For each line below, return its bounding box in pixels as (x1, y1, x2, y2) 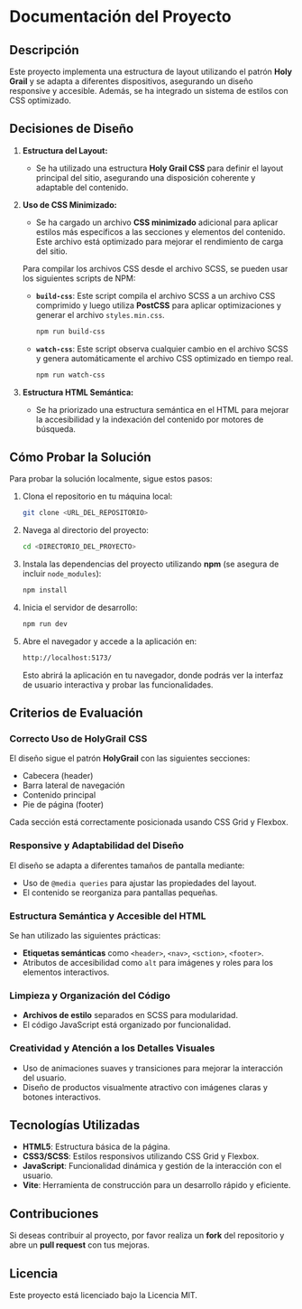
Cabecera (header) (22, 771, 94, 781)
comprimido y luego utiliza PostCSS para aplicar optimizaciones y (35, 300, 282, 311)
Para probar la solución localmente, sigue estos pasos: (9, 473, 213, 484)
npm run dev (22, 620, 68, 629)
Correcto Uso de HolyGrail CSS (9, 733, 148, 745)
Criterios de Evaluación (9, 706, 143, 721)
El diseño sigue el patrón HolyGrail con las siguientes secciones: (9, 753, 251, 764)
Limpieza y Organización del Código (9, 989, 171, 1002)
